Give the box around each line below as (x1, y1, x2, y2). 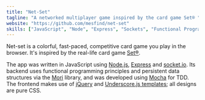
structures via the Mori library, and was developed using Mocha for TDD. (6, 74, 189, 81)
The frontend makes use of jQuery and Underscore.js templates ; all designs (6, 80, 197, 88)
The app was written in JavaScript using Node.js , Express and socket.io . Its (6, 61, 196, 68)
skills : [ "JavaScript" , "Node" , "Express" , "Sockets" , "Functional (6, 26, 182, 32)
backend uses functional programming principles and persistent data (6, 68, 180, 75)
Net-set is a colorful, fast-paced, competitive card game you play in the (6, 43, 186, 50)
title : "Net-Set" (6, 9, 51, 15)
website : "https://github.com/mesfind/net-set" (6, 20, 130, 26)
